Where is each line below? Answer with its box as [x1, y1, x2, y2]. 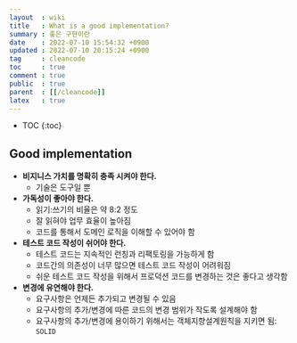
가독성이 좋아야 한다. [21, 193, 95, 204]
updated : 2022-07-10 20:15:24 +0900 [9, 46, 150, 55]
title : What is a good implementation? [9, 21, 169, 30]
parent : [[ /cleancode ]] [9, 87, 105, 96]
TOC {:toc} [21, 120, 62, 131]
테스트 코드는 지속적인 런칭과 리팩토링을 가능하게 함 [35, 249, 215, 259]
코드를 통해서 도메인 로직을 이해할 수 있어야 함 [35, 226, 195, 237]
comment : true [9, 71, 66, 80]
